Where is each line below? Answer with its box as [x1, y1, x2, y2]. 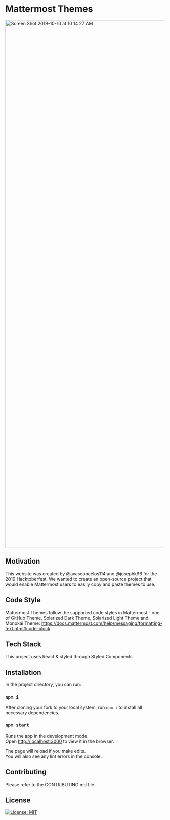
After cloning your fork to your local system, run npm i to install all [5, 704, 143, 711]
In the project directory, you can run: [5, 681, 81, 688]
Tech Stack [5, 640, 41, 649]
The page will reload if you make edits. [5, 748, 86, 754]
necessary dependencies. [5, 710, 60, 716]
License [5, 796, 31, 804]
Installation [5, 668, 41, 677]
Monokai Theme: [5, 620, 40, 626]
